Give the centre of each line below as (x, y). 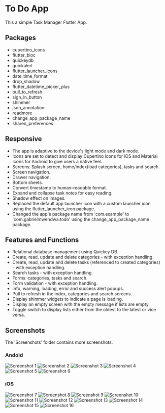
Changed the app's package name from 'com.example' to (71, 214)
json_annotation (28, 107)
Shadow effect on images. (39, 198)
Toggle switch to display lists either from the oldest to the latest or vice (84, 310)
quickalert (22, 65)
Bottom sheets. (28, 182)
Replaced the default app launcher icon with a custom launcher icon (82, 203)
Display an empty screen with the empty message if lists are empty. (81, 304)
